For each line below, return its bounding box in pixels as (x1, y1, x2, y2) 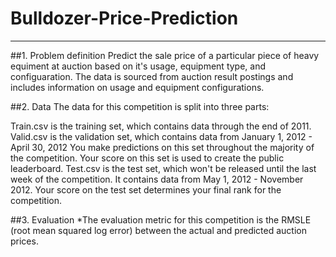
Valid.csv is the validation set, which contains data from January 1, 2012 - (10, 130, 313, 142)
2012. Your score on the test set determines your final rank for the (10, 183, 282, 196)
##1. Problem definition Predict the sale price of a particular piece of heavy (10, 49, 320, 61)
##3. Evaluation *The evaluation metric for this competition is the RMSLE (10, 213, 312, 226)
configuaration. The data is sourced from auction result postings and (10, 70, 294, 82)
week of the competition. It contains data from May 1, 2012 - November (10, 173, 304, 185)
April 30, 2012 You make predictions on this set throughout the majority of (10, 141, 315, 153)
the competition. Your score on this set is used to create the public (10, 152, 285, 164)
